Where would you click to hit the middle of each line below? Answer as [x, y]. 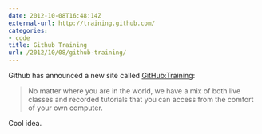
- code [19, 38]
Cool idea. [25, 123]
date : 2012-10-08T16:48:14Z [55, 16]
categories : [28, 30]
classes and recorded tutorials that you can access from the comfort [141, 99]
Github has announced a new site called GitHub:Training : [102, 75]
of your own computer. [65, 108]
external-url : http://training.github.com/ [82, 23]
